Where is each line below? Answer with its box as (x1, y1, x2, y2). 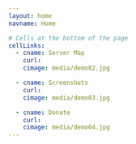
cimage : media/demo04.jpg (23, 123, 111, 132)
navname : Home (8, 19, 57, 28)
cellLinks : (8, 41, 45, 49)
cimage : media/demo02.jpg (23, 64, 111, 73)
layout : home (8, 11, 53, 20)
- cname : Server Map (15, 49, 85, 57)
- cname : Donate (15, 108, 70, 116)
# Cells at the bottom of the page (8, 34, 129, 42)
